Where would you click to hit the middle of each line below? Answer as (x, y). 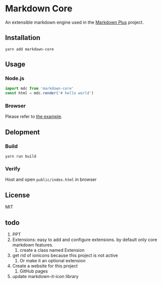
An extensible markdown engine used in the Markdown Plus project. (75, 22)
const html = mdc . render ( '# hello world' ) (49, 93)
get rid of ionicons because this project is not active (65, 255)
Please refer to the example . (34, 117)
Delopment (22, 132)
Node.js (15, 79)
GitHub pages (34, 271)
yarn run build (21, 157)
